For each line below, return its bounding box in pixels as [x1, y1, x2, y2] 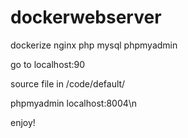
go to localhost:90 [10, 58, 86, 70]
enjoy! [10, 116, 36, 128]
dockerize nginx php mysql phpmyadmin [10, 39, 178, 51]
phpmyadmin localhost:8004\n [10, 97, 138, 109]
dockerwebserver [10, 6, 162, 29]
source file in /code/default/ [10, 77, 126, 90]
